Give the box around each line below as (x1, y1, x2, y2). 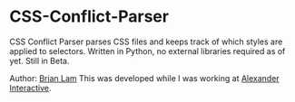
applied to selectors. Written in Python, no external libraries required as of (9, 45, 286, 56)
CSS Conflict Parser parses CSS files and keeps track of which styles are (9, 36, 283, 47)
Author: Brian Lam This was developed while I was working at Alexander (9, 72, 280, 83)
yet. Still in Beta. (9, 55, 70, 66)
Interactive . (9, 82, 52, 93)
